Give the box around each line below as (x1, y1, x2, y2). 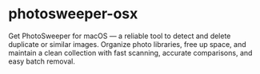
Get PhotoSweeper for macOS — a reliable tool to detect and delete (8, 31, 231, 41)
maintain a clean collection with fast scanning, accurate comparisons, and (8, 48, 253, 57)
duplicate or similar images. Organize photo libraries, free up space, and (8, 39, 246, 49)
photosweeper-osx (8, 5, 138, 23)
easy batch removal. (8, 56, 76, 66)
